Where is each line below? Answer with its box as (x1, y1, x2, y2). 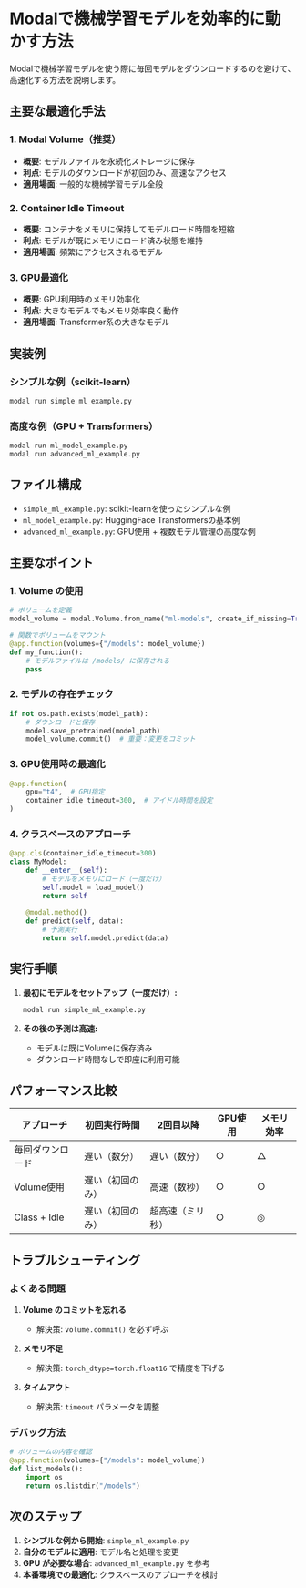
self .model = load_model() (42, 883, 145, 892)
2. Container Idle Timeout (9, 201, 125, 214)
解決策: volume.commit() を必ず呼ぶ (36, 1324, 168, 1335)
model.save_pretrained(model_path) (25, 726, 161, 735)
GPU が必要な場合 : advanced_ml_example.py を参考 (22, 1557, 211, 1568)
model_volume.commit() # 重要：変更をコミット (25, 734, 196, 743)
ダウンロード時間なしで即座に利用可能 (36, 1053, 180, 1064)
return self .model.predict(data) (42, 934, 169, 943)
